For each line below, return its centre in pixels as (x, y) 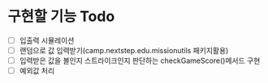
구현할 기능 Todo (61, 17)
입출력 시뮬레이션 (47, 40)
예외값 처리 (37, 71)
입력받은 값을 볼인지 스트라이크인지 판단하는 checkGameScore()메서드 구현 (140, 60)
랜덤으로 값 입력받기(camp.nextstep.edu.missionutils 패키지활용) (124, 50)
